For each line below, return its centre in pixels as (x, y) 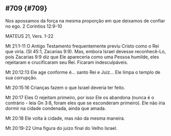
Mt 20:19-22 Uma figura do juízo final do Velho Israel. (61, 128)
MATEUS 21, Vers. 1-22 (29, 36)
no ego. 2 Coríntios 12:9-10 (34, 26)
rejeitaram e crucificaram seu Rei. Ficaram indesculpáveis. (67, 62)
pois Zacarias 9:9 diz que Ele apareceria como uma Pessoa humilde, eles (82, 57)
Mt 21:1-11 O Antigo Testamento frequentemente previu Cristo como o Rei (82, 46)
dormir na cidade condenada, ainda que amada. (56, 108)
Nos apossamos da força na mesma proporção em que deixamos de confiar (85, 20)
